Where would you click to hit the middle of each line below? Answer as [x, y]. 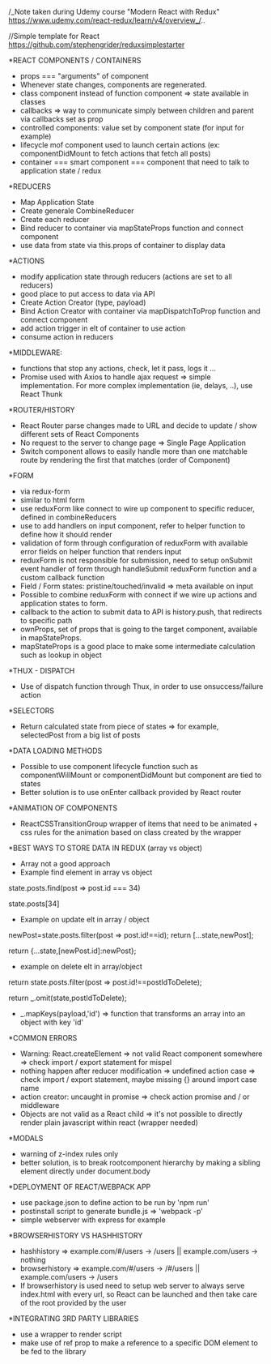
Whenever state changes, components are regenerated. [113, 85]
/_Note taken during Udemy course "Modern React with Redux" [114, 12]
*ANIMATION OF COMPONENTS [63, 808]
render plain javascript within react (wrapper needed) [109, 1122]
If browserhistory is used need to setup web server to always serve [132, 1285]
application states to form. [64, 603]
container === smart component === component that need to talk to [135, 162]
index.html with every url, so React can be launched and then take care [138, 1294]
